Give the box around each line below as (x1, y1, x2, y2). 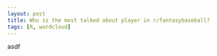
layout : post (7, 10, 46, 17)
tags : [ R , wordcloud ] (7, 23, 71, 30)
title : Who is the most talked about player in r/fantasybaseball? (7, 17, 211, 24)
